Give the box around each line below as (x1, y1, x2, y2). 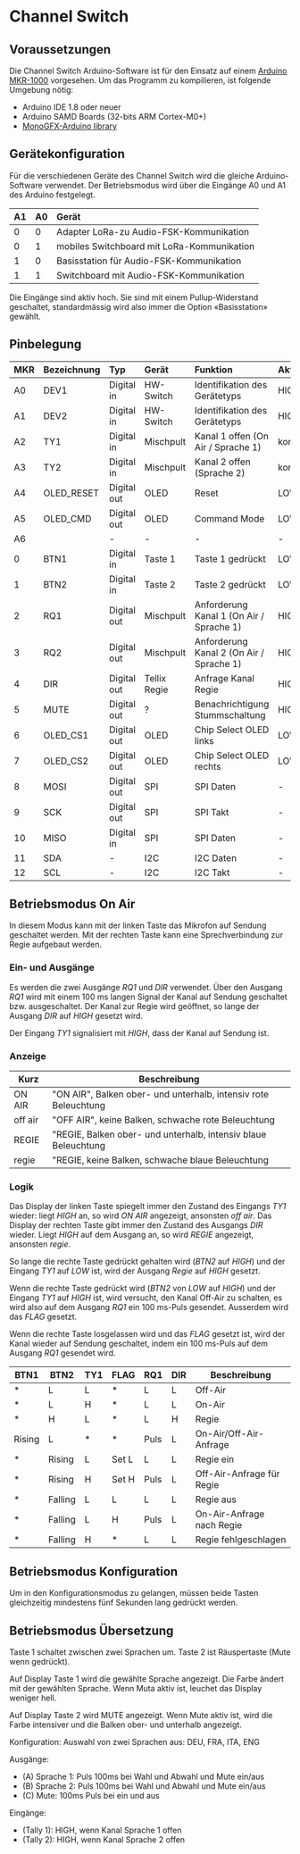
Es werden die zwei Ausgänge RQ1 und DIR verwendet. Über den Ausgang (9, 981, 283, 992)
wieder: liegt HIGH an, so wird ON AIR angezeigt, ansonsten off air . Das (9, 1210, 272, 1221)
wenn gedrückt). (9, 1656, 71, 1666)
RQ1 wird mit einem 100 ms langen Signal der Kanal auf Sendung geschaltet (9, 991, 287, 1002)
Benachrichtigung (195, 697, 270, 710)
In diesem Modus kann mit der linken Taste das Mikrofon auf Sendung (9, 920, 267, 931)
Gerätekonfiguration (9, 146, 125, 162)
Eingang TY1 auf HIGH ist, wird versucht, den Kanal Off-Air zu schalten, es (9, 1292, 283, 1303)
